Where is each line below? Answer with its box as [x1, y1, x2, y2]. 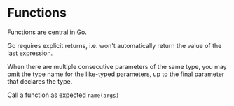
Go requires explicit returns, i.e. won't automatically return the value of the [7, 41, 222, 50]
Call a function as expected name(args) [7, 91, 120, 99]
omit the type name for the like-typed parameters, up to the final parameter [7, 70, 225, 78]
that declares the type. [7, 77, 73, 85]
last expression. [7, 49, 53, 57]
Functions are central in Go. [7, 28, 88, 36]
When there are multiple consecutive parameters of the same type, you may [7, 62, 227, 70]
